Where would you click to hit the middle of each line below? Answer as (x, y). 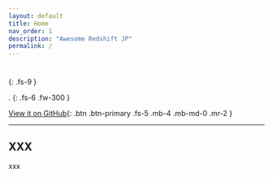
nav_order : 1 (30, 31)
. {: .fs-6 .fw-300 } (39, 97)
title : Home (28, 24)
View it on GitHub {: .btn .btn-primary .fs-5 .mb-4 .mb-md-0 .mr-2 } (121, 114)
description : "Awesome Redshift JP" (70, 39)
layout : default (36, 16)
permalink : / (30, 46)
